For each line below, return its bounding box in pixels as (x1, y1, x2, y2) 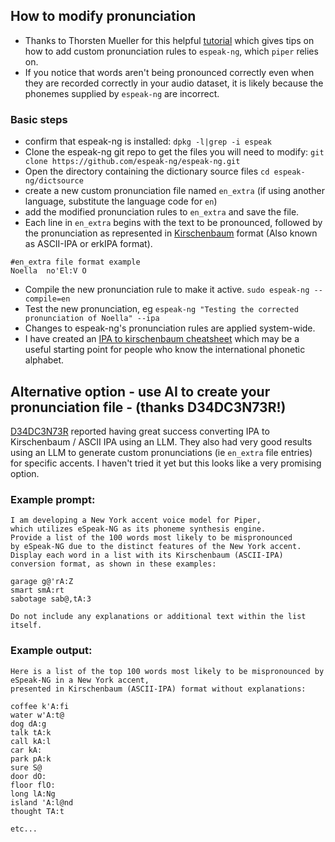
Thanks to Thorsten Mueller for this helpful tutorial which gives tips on (24, 34, 315, 46)
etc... (10, 824, 38, 834)
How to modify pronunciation (10, 8, 197, 25)
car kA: (10, 745, 43, 755)
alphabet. (24, 354, 65, 366)
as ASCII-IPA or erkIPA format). (24, 238, 153, 250)
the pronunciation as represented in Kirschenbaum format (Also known (24, 227, 318, 239)
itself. (10, 620, 43, 631)
